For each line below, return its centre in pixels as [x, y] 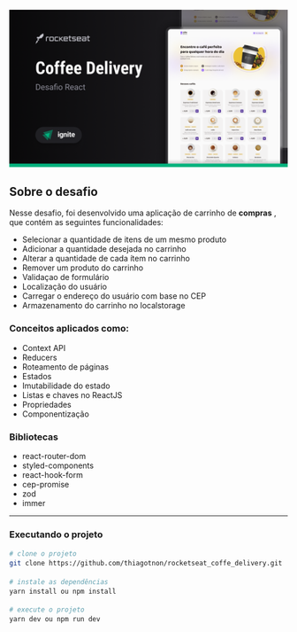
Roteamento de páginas [65, 367]
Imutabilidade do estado [66, 386]
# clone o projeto [43, 554]
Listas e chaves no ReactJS [72, 394]
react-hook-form [53, 474]
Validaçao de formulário [65, 277]
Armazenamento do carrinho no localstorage [103, 306]
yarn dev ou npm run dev [55, 620]
